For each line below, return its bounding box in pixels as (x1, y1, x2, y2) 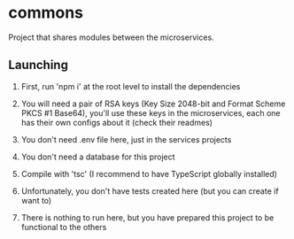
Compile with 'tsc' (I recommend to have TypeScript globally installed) (20, 168, 278, 179)
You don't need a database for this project (20, 151, 175, 162)
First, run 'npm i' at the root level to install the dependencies (20, 81, 241, 91)
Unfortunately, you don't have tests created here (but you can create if (20, 185, 280, 197)
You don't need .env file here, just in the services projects (20, 134, 232, 144)
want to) (20, 195, 52, 205)
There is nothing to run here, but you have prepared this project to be (20, 212, 275, 223)
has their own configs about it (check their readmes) (20, 117, 213, 127)
